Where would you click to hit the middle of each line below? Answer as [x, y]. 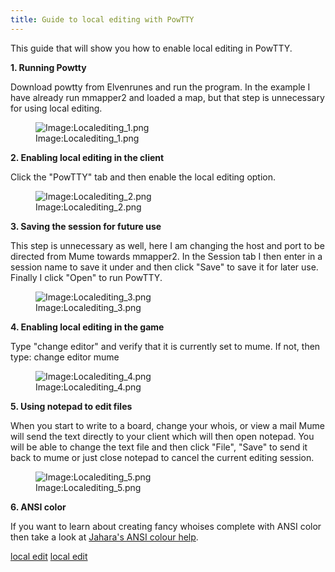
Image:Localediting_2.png [88, 207]
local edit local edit [49, 556]
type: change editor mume [65, 357]
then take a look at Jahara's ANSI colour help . [104, 537]
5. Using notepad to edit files [71, 406]
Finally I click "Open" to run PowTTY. [86, 277]
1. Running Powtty [48, 67]
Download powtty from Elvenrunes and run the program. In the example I [160, 87]
